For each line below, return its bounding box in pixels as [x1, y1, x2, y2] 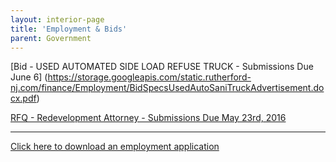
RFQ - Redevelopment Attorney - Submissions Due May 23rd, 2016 [10, 112, 287, 124]
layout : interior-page [10, 14, 105, 25]
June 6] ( [10, 71, 48, 83]
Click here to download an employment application [10, 141, 220, 153]
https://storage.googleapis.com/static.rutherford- [47, 71, 252, 83]
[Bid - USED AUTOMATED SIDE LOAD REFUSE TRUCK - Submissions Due [10, 61, 314, 73]
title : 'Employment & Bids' [10, 24, 128, 34]
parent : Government [10, 33, 92, 43]
